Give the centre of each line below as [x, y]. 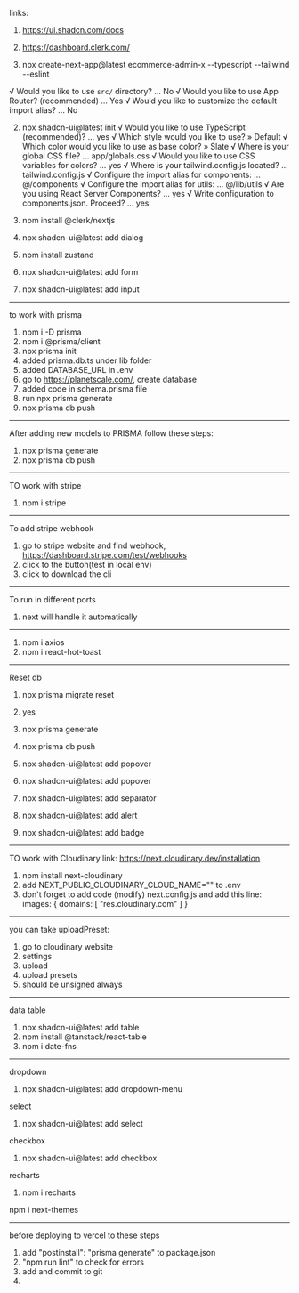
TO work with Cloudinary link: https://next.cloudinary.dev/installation [135, 858]
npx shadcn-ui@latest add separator [89, 798]
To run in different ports [53, 599]
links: [19, 13]
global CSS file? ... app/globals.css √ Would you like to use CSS [138, 156]
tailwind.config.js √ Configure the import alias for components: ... [141, 174]
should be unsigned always [72, 984]
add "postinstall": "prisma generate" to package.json [119, 1253]
